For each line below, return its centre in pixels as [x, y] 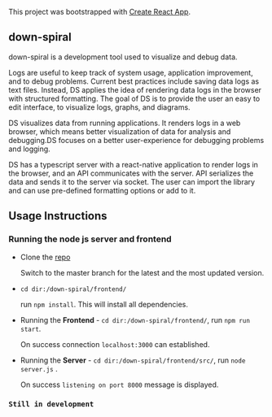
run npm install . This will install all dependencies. [104, 304]
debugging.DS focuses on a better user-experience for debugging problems [136, 140]
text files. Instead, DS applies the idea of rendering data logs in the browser [135, 89]
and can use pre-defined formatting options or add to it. [102, 190]
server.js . [39, 368]
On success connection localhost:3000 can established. [115, 344]
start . [31, 328]
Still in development [51, 404]
